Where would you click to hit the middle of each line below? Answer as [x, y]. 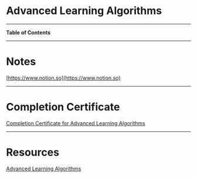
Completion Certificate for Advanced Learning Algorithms [76, 123]
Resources [33, 152]
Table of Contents [28, 32]
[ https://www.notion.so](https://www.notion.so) [64, 78]
